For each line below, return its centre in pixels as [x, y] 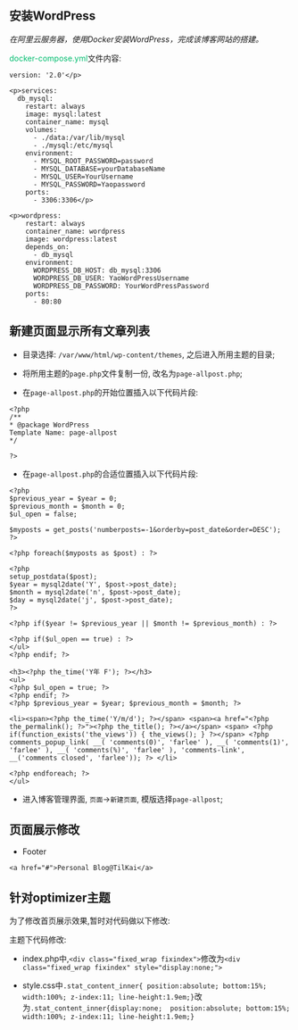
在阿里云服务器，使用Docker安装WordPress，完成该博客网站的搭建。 [137, 39]
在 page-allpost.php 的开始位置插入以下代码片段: [110, 392]
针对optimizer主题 [60, 897]
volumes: [41, 129]
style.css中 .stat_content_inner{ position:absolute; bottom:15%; [145, 985]
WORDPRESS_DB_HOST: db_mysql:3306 [97, 270]
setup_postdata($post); [54, 577]
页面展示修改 [45, 830]
